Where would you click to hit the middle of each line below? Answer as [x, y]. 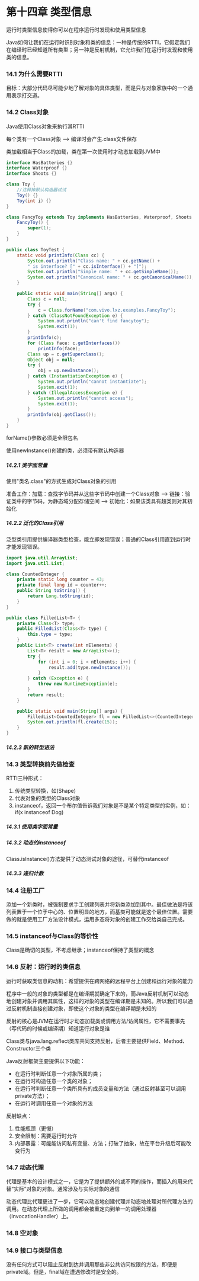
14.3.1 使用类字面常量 [32, 827]
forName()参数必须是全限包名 [42, 438]
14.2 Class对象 [28, 112]
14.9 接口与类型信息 [34, 1250]
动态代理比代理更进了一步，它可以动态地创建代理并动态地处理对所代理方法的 [99, 1202]
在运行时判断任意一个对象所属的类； [59, 1074]
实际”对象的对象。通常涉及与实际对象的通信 [67, 1189]
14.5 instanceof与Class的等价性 [52, 936]
